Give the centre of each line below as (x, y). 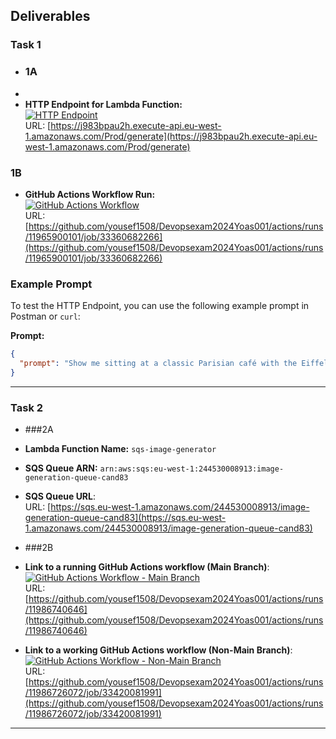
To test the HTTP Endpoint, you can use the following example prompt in (160, 306)
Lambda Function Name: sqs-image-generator (120, 449)
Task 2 (27, 407)
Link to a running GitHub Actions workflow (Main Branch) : (147, 567)
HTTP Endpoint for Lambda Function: (103, 104)
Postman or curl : (45, 316)
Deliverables (50, 16)
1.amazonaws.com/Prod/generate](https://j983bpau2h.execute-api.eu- (171, 136)
